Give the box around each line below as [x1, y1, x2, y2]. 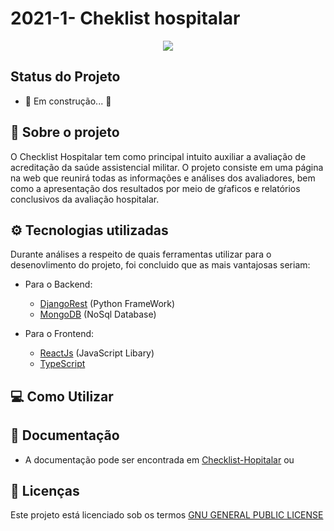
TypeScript [39, 358, 86, 370]
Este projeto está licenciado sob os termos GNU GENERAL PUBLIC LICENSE [10, 509, 324, 521]
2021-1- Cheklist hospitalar [10, 7, 241, 30]
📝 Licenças [10, 482, 80, 499]
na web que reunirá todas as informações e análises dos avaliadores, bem [10, 172, 316, 184]
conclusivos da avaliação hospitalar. [10, 193, 160, 205]
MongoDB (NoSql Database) [39, 308, 157, 321]
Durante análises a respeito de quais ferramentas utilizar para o [10, 248, 272, 261]
